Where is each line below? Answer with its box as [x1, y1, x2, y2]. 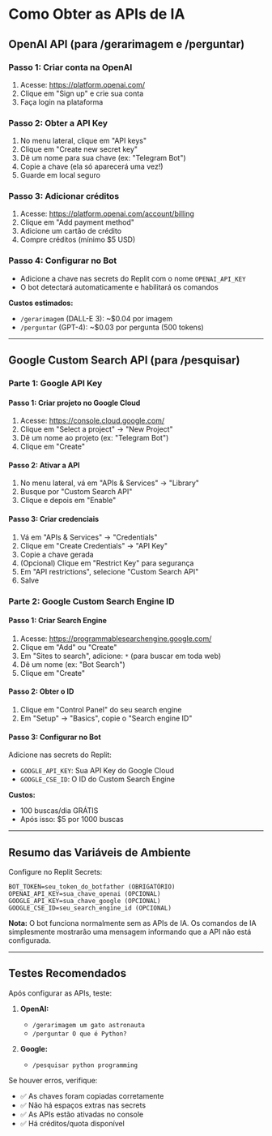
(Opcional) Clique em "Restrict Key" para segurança [19, 557, 194, 568]
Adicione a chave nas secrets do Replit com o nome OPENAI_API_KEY [19, 273, 246, 283]
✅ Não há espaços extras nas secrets [19, 1100, 147, 1110]
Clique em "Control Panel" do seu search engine [19, 705, 182, 715]
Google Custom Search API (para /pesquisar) [8, 354, 240, 368]
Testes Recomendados [8, 966, 127, 980]
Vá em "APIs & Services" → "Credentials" [19, 532, 158, 542]
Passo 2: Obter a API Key [8, 117, 108, 128]
